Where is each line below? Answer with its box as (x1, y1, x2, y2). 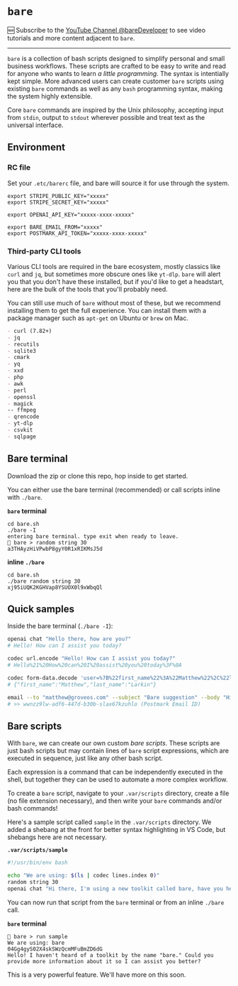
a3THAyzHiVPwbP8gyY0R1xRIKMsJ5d (7, 545, 103, 552)
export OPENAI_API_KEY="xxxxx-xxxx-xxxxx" (7, 211, 135, 218)
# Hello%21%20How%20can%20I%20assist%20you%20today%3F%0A (7, 662, 182, 669)
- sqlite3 (7, 347, 37, 354)
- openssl (7, 393, 37, 400)
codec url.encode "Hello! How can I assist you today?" (7, 655, 176, 662)
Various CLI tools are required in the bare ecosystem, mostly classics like (7, 262, 221, 270)
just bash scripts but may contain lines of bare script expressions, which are (7, 747, 229, 755)
